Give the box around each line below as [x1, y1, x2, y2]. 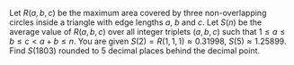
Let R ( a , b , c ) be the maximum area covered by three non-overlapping [9, 8, 267, 18]
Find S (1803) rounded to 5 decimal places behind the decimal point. [9, 45, 261, 56]
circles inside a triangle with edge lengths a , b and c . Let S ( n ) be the [9, 17, 263, 28]
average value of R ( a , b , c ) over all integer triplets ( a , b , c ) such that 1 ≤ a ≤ [9, 27, 286, 37]
